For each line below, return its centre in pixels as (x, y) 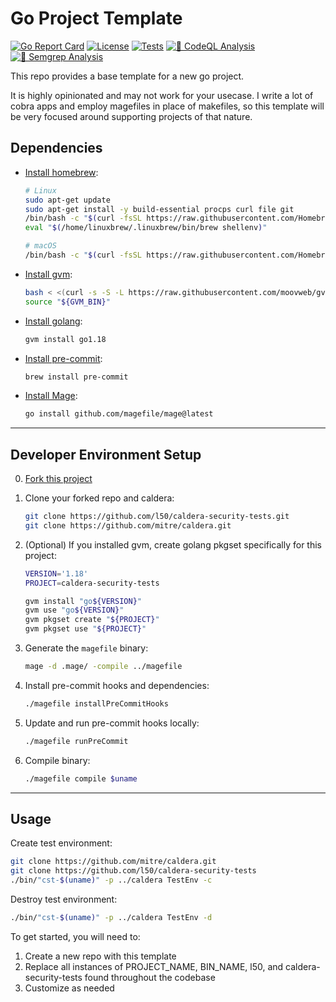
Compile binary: (57, 760)
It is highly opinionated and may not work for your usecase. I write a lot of (162, 95)
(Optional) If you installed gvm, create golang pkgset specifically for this (173, 544)
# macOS (40, 246)
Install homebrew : (61, 172)
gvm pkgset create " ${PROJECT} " (92, 620)
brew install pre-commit (76, 377)
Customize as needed (69, 988)
